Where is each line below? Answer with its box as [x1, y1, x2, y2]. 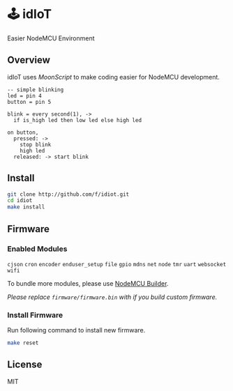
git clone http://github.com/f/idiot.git [7, 190, 130, 198]
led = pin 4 [7, 92, 42, 99]
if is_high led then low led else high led [13, 116, 142, 123]
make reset [7, 339, 39, 346]
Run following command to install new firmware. [7, 326, 146, 335]
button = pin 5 [7, 98, 52, 105]
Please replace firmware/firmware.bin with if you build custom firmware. [7, 293, 218, 301]
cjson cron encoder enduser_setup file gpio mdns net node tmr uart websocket [7, 261, 227, 268]
